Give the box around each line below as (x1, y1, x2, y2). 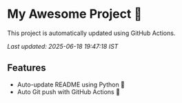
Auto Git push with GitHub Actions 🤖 (17, 87, 121, 95)
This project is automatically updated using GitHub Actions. (7, 29, 176, 37)
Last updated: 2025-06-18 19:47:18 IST (7, 42, 119, 50)
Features (7, 62, 46, 74)
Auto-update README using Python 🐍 (17, 80, 125, 89)
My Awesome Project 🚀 (7, 6, 143, 22)
